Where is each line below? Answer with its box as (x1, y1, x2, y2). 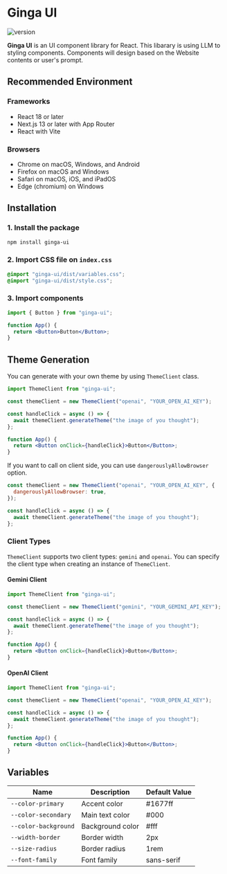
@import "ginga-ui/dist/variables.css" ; (7, 271, 126, 277)
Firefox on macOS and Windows (17, 167, 109, 176)
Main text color (81, 810, 130, 819)
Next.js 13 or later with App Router (17, 120, 116, 128)
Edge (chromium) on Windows (17, 182, 104, 190)
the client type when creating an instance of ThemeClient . (7, 559, 171, 568)
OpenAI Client (7, 669, 48, 677)
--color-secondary (10, 811, 71, 819)
